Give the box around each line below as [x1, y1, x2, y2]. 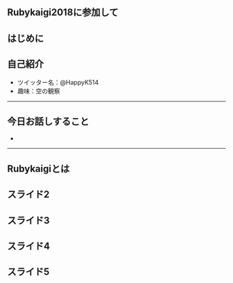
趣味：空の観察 [17, 86, 60, 95]
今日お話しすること [7, 115, 89, 127]
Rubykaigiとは [7, 163, 70, 175]
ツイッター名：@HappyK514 [17, 78, 99, 86]
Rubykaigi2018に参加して [7, 6, 119, 19]
